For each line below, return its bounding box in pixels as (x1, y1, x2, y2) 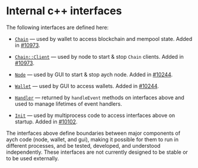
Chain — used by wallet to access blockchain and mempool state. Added (14, 35, 193, 42)
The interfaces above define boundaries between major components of (6, 129, 181, 137)
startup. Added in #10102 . (14, 118, 78, 125)
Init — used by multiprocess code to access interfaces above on (14, 112, 175, 119)
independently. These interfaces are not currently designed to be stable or (6, 148, 189, 156)
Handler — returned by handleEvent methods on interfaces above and (14, 94, 185, 101)
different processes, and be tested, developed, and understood (6, 142, 161, 149)
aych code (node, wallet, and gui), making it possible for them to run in (6, 135, 179, 143)
